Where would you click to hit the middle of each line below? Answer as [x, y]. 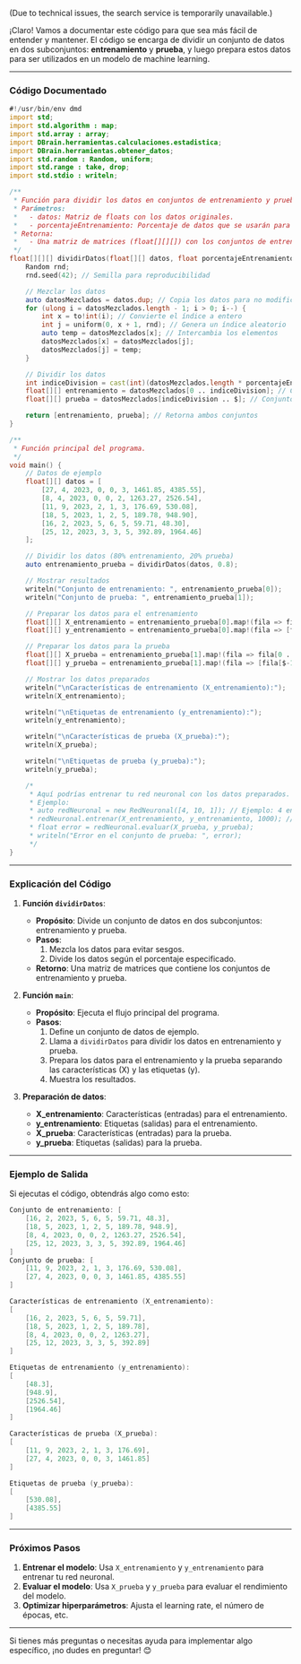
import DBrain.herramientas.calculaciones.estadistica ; [116, 143]
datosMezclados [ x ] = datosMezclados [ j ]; [118, 342]
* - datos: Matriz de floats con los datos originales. [124, 217]
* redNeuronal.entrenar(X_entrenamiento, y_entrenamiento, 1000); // [162, 819]
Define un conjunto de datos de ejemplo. [124, 1031]
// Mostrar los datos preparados [88, 679]
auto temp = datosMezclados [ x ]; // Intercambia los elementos [160, 334]
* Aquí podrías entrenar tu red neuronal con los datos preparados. [160, 794]
